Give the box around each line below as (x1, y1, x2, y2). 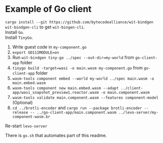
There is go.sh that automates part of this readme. (5, 132, 107, 138)
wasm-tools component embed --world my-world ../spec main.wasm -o (12, 76, 154, 81)
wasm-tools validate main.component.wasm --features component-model (12, 95, 159, 100)
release (12, 110, 28, 115)
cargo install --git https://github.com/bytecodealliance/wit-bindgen (5, 20, 154, 25)
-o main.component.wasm (101, 90, 150, 95)
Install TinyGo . (5, 34, 33, 40)
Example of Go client (5, 3, 92, 15)
